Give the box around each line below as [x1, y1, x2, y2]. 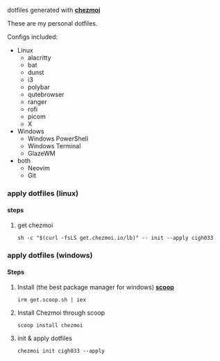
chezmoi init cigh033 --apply [17, 348, 105, 355]
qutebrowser [27, 90, 65, 98]
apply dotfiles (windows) [7, 251, 93, 261]
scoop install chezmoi [17, 322, 83, 329]
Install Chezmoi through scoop [17, 308, 105, 317]
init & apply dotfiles [17, 334, 73, 342]
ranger [27, 98, 47, 106]
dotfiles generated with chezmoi [7, 6, 101, 14]
